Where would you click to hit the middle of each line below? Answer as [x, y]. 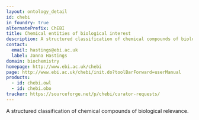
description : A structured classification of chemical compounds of [92, 39]
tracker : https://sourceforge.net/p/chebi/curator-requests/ [83, 94]
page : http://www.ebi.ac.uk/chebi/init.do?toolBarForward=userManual [94, 72]
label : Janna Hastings [39, 56]
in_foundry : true [28, 22]
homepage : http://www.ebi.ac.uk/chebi [54, 67]
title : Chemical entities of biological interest [69, 34]
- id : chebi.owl [31, 83]
